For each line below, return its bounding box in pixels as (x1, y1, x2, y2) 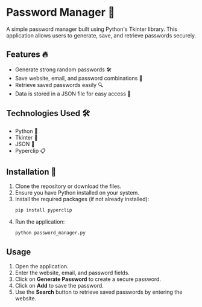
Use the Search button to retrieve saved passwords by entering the (14, 288, 183, 296)
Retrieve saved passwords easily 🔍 (14, 81, 104, 88)
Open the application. (14, 262, 69, 270)
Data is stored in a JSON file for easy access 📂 (14, 90, 131, 97)
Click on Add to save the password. (14, 282, 104, 289)
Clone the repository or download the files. (14, 183, 122, 190)
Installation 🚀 (6, 166, 57, 177)
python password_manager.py (14, 230, 86, 236)
